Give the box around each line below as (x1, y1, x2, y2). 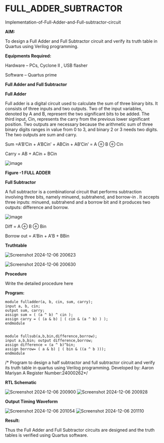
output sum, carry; (5, 308, 45, 313)
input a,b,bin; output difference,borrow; (5, 338, 93, 343)
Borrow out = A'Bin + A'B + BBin (5, 233, 70, 238)
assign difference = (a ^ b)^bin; (5, 342, 76, 347)
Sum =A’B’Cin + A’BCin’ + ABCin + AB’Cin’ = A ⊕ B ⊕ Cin (5, 141, 123, 147)
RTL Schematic (5, 379, 37, 385)
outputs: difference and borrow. (5, 204, 69, 210)
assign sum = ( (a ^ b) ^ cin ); (5, 312, 73, 317)
